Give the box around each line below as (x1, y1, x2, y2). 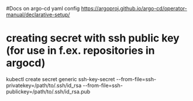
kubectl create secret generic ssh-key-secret (6, 75, 115, 82)
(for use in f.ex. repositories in (6, 44, 155, 57)
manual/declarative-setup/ (6, 11, 70, 18)
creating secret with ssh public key (6, 32, 180, 45)
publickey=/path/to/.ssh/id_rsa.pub (6, 88, 91, 95)
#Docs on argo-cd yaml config (6, 5, 80, 12)
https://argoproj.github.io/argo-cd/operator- (81, 5, 187, 12)
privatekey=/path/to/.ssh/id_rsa (6, 82, 82, 89)
